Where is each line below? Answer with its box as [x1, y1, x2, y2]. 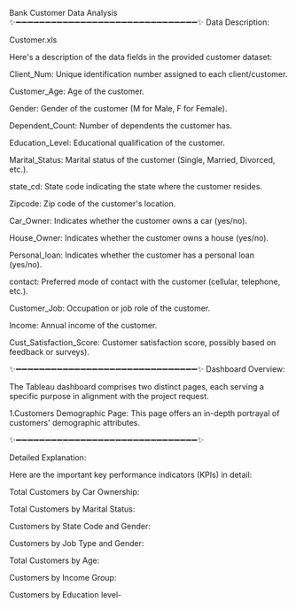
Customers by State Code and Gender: [9, 521, 151, 531]
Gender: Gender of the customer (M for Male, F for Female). [9, 104, 228, 113]
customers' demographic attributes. [9, 418, 140, 428]
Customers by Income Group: [9, 573, 117, 582]
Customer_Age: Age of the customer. [9, 86, 144, 96]
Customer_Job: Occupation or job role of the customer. [9, 303, 211, 313]
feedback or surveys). [9, 347, 90, 357]
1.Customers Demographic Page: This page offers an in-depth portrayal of [9, 408, 280, 419]
